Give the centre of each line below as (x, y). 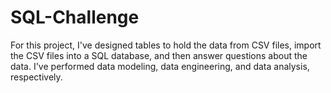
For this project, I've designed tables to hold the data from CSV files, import (166, 45)
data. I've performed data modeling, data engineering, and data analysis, (160, 66)
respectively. (36, 77)
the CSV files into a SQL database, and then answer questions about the (159, 55)
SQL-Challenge (75, 17)
